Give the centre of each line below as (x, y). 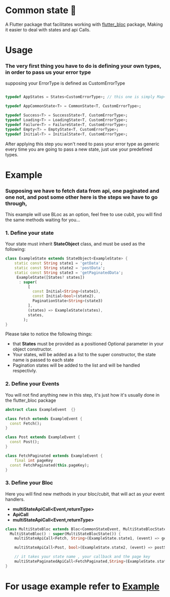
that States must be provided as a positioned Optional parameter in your (88, 344)
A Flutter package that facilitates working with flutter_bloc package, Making (84, 24)
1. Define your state (30, 233)
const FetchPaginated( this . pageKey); (50, 465)
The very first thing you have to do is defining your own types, (83, 66)
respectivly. (25, 371)
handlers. (15, 499)
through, (16, 203)
